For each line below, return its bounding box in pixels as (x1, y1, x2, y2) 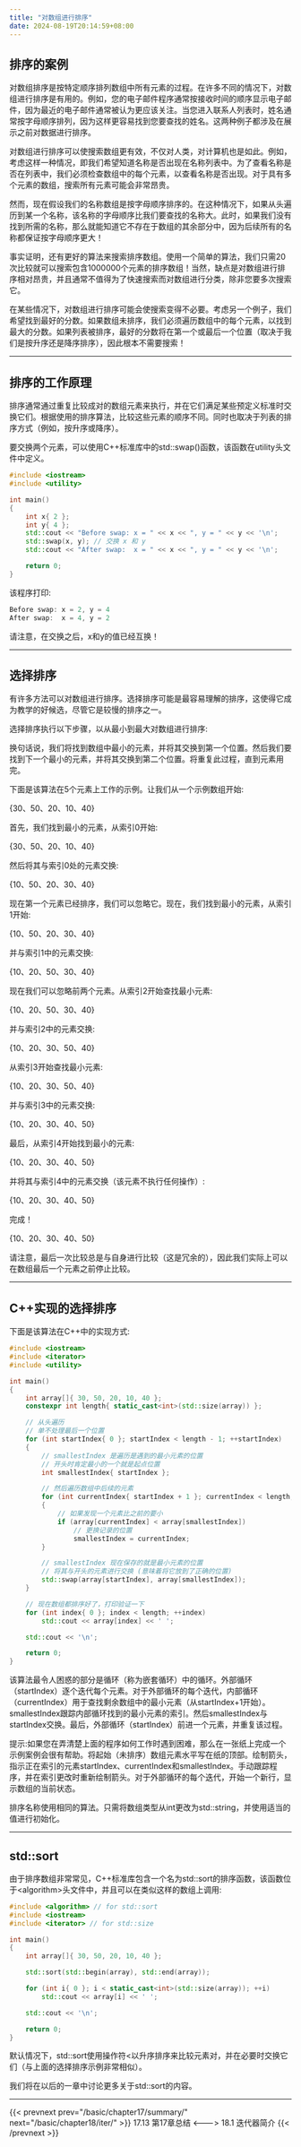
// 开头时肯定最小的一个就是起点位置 (41, 1460, 161, 1469)
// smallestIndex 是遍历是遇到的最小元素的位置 (41, 1451, 203, 1461)
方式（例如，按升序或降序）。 (16, 423, 124, 434)
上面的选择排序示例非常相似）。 (32, 2062, 147, 2073)
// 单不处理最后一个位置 (25, 1427, 105, 1436)
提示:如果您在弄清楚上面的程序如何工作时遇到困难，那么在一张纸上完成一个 (9, 1738, 287, 1749)
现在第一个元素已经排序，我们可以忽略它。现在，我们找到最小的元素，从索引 (9, 898, 292, 910)
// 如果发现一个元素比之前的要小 (56, 1509, 163, 1518)
